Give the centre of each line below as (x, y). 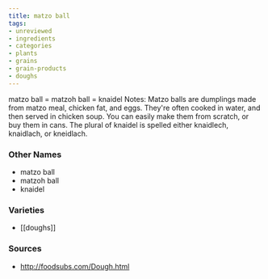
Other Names (35, 154)
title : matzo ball (39, 16)
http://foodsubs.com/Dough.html (75, 266)
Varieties (26, 209)
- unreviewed (30, 31)
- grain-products (38, 69)
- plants (23, 53)
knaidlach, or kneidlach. (48, 133)
